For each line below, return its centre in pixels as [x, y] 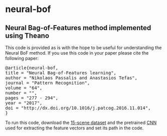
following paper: [22, 58]
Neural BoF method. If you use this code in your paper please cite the [77, 53]
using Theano [27, 35]
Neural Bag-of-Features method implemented [78, 28]
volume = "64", [24, 88]
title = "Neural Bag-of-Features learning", [61, 73]
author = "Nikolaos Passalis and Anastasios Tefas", [71, 78]
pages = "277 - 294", [32, 98]
